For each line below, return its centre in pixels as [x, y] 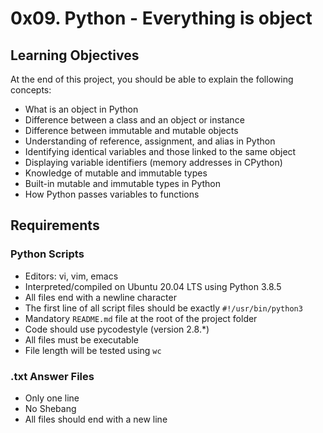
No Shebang [50, 408]
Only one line [52, 398]
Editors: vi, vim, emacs [71, 276]
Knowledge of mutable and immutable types [116, 173]
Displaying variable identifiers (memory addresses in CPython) [153, 162]
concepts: [31, 90]
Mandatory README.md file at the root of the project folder [141, 318]
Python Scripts [47, 254]
